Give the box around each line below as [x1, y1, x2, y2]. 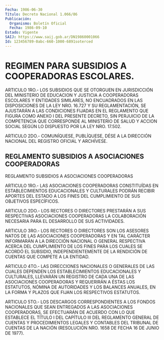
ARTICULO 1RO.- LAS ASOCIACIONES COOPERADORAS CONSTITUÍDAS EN [5, 183, 159, 188]
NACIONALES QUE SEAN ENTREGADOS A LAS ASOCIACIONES [5, 304, 133, 310]
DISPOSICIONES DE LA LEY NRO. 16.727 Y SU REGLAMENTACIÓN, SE [5, 103, 146, 108]
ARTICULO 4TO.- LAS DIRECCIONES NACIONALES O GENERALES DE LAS [5, 263, 155, 269]
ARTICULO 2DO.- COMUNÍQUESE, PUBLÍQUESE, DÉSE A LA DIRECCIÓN [5, 133, 152, 139]
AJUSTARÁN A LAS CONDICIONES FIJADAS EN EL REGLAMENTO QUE [5, 107, 149, 113]
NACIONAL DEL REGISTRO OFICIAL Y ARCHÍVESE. [5, 138, 108, 144]
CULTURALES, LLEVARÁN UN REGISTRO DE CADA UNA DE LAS [5, 273, 135, 280]
